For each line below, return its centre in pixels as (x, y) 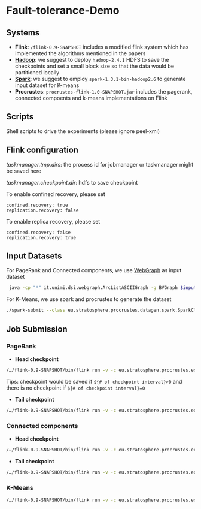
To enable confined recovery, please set (56, 194)
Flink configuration (42, 150)
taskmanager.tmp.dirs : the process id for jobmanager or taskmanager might (100, 164)
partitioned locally (37, 72)
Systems (23, 33)
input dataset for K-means (47, 85)
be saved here (24, 171)
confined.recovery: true (37, 205)
